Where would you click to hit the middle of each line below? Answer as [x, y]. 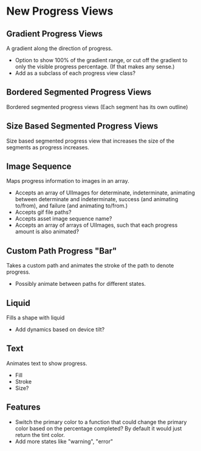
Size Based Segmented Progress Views [82, 126]
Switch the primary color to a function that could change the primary [101, 422]
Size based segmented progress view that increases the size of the [90, 141]
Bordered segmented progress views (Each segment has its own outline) [97, 107]
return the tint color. [40, 435]
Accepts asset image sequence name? [63, 219]
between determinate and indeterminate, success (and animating [97, 199]
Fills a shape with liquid [36, 318]
